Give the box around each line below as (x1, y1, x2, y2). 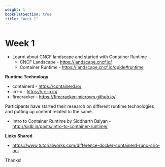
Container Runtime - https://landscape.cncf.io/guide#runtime (19, 65, 144, 70)
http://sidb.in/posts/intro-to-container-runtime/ (12, 124, 108, 130)
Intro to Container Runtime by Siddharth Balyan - (12, 118, 111, 124)
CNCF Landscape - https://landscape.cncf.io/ (19, 59, 112, 65)
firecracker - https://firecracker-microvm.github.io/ (12, 94, 116, 100)
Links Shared (5, 133, 33, 139)
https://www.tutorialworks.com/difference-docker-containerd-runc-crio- (12, 142, 160, 148)
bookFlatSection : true (5, 12, 52, 17)
